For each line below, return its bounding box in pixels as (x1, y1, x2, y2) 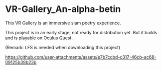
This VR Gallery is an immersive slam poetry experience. (5, 20, 121, 26)
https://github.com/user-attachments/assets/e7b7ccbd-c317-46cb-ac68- (5, 54, 157, 60)
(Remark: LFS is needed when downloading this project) (5, 44, 121, 50)
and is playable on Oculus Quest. (5, 35, 73, 41)
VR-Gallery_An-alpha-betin (5, 3, 121, 15)
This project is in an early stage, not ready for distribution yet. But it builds (5, 29, 158, 35)
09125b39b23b (5, 59, 37, 65)
